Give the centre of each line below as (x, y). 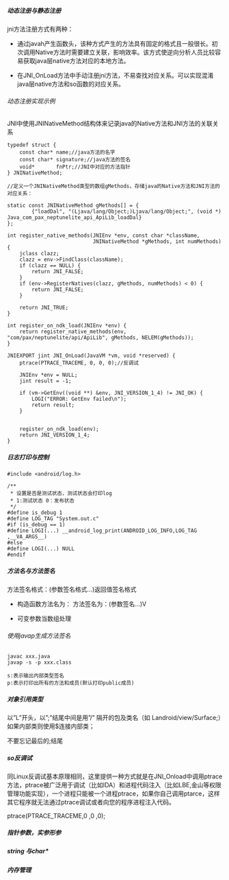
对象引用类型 (25, 699)
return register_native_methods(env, (73, 332)
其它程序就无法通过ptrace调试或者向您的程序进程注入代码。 (91, 802)
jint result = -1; (45, 381)
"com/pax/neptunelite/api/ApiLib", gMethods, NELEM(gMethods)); (100, 338)
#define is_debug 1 (35, 513)
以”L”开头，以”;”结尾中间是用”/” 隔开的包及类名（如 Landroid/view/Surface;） (114, 718)
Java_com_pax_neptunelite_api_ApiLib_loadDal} (75, 218)
